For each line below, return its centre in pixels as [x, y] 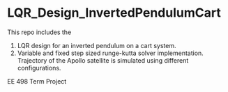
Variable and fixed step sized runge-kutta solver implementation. [110, 53]
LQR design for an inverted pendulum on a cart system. [97, 45]
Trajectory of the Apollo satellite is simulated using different [103, 60]
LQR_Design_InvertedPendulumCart [114, 13]
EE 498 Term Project [37, 81]
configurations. [39, 68]
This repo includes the [39, 32]
